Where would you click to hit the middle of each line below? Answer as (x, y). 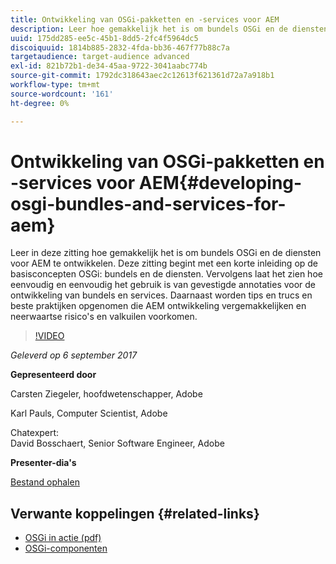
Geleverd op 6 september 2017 (74, 355)
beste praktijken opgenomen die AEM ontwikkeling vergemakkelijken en (158, 306)
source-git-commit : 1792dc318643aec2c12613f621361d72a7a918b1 (142, 76)
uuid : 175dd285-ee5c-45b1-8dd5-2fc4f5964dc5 (104, 38)
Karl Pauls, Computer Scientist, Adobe (89, 413)
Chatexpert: (35, 433)
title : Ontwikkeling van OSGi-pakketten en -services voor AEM (145, 19)
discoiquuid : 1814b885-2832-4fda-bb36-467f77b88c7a (120, 47)
